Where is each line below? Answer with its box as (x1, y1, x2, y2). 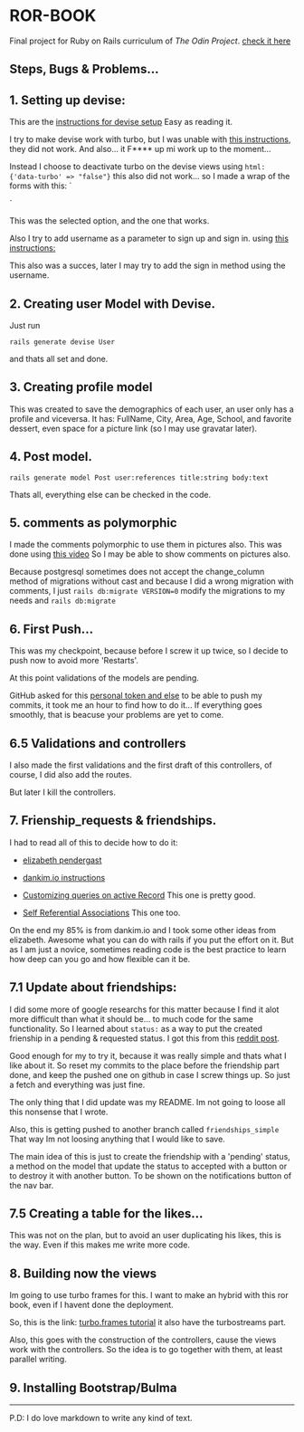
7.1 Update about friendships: (9, 979, 177, 996)
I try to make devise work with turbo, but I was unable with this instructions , (9, 134, 291, 145)
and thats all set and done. (9, 353, 109, 364)
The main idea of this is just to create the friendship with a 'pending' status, (9, 1150, 291, 1161)
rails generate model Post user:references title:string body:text (9, 473, 270, 482)
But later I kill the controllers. (9, 787, 116, 797)
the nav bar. (9, 1179, 54, 1190)
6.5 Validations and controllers (9, 735, 187, 751)
